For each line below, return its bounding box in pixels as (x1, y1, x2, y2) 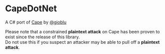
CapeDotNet (5, 3, 57, 14)
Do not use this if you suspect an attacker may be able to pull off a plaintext (5, 39, 160, 45)
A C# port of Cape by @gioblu (5, 19, 67, 25)
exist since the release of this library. (5, 34, 80, 40)
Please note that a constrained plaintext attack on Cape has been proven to (5, 28, 160, 34)
